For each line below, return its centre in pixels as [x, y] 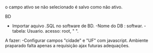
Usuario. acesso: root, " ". [53, 31]
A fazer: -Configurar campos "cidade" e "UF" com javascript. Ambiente [77, 40]
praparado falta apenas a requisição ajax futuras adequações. [67, 45]
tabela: [19, 31]
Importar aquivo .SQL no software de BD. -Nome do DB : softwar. [77, 26]
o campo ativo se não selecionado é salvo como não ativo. [64, 7]
